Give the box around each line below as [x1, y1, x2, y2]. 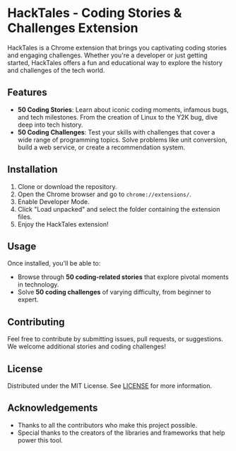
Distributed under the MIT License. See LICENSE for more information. [7, 382, 213, 390]
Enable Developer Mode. [17, 197, 90, 206]
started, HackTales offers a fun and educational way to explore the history [7, 58, 223, 67]
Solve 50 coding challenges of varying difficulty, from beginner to [17, 288, 211, 297]
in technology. [17, 280, 59, 289]
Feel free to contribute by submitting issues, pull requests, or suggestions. [7, 335, 224, 343]
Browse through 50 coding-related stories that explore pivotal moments [17, 273, 229, 281]
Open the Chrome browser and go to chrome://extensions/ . [17, 190, 192, 198]
